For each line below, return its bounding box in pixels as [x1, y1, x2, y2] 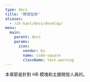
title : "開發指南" [5, 12, 41, 17]
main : [9, 30, 21, 35]
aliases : [5, 16, 23, 21]
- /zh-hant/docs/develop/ [9, 21, 63, 26]
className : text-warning [23, 57, 74, 62]
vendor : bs [23, 48, 45, 53]
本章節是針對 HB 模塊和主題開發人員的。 [5, 72, 88, 78]
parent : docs [14, 35, 41, 40]
